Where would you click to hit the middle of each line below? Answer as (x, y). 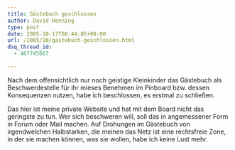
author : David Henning (41, 21)
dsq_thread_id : (30, 47)
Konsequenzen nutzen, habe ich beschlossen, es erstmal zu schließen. (111, 95)
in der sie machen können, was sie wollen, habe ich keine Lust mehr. (108, 139)
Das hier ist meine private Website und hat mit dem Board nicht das (106, 109)
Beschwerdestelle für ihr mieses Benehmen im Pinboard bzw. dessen (109, 87)
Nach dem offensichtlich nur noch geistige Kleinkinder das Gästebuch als (115, 80)
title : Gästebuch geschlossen (52, 14)
